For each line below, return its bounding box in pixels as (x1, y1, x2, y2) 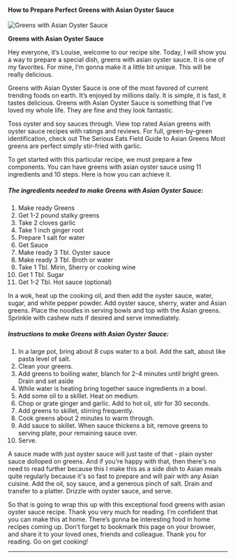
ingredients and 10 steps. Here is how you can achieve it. (8, 170, 172, 179)
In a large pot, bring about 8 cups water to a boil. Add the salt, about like (17, 348, 226, 356)
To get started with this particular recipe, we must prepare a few (8, 156, 192, 164)
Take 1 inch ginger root (17, 226, 84, 234)
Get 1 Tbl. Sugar (17, 271, 65, 279)
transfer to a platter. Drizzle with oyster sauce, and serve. (8, 487, 173, 495)
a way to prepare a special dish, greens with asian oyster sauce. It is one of (8, 56, 225, 64)
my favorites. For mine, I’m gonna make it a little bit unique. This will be (8, 63, 211, 71)
